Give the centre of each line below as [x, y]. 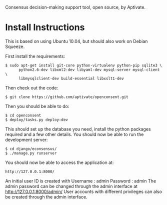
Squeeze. [15, 46]
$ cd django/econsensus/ [31, 149]
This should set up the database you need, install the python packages [78, 129]
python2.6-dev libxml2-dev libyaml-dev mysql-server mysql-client [89, 69]
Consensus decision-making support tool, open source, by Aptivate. [75, 7]
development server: [26, 139]
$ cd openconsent [23, 115]
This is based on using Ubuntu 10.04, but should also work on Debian [76, 41]
